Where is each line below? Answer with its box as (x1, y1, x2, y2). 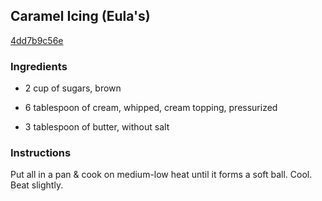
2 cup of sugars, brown (24, 82, 122, 94)
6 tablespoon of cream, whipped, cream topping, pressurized (24, 102, 278, 114)
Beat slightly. (10, 179, 64, 191)
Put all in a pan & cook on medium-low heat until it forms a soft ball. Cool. (10, 169, 313, 181)
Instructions (10, 146, 72, 160)
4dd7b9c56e (10, 34, 64, 46)
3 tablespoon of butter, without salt (24, 121, 170, 133)
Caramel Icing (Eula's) (10, 8, 151, 25)
